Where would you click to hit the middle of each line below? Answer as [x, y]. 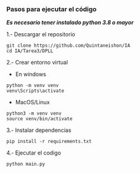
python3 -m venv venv [34, 113]
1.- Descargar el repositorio [41, 34]
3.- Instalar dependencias [39, 130]
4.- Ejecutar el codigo [34, 153]
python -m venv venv [33, 86]
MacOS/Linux [33, 102]
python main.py [26, 164]
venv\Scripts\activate [35, 91]
